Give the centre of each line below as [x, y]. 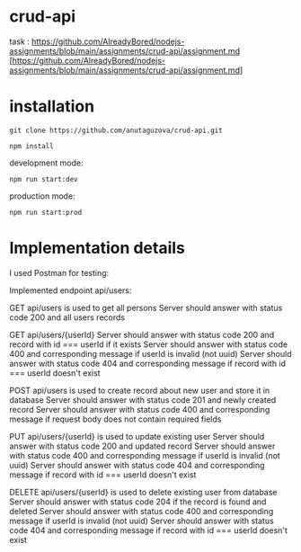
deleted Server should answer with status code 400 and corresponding [142, 511]
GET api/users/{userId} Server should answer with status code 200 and [142, 334]
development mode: [46, 163]
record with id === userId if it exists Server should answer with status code [149, 344]
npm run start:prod [46, 212]
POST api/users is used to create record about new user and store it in [140, 390]
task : [19, 41]
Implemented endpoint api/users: [71, 290]
